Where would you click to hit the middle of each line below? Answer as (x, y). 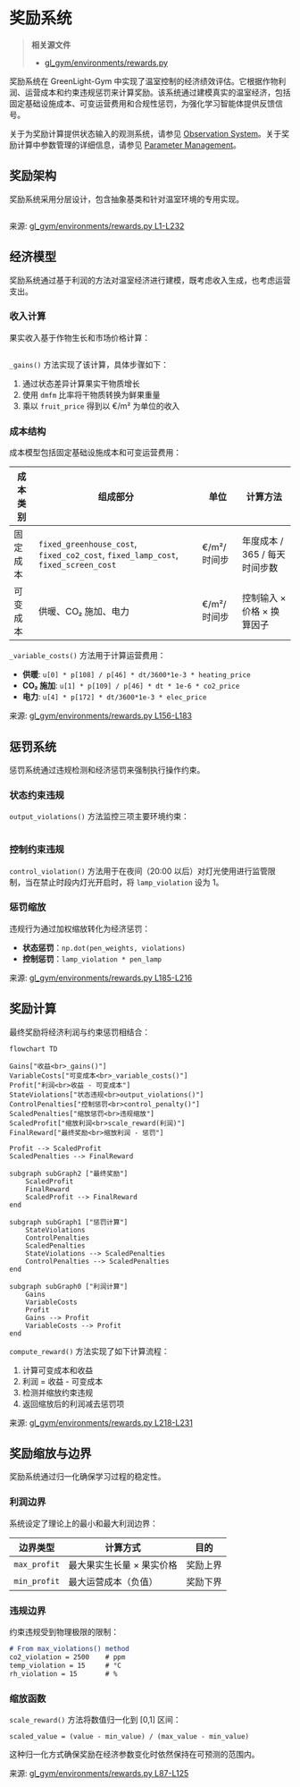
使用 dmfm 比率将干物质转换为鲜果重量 (91, 394)
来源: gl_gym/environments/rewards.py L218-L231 (101, 1422)
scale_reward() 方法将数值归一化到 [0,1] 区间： (95, 1719)
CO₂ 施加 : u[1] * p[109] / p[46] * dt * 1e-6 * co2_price (131, 686)
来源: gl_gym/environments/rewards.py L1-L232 (97, 225)
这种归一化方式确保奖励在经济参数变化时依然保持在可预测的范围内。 (134, 1754)
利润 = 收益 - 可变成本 (62, 1381)
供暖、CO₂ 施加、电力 (84, 612)
